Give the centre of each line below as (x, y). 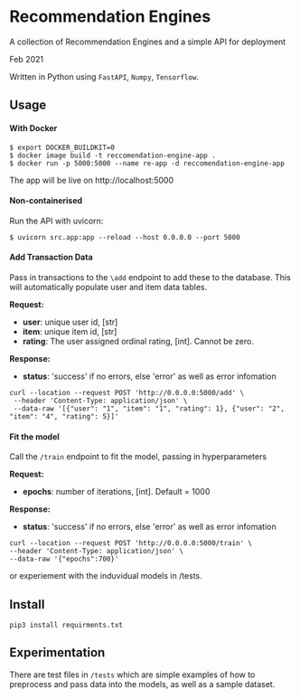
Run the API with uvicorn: (56, 221)
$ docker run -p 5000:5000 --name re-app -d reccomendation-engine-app (147, 163)
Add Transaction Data (51, 257)
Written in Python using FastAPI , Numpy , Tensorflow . (104, 76)
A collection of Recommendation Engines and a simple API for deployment (148, 42)
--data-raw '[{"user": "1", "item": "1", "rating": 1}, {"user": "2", (149, 409)
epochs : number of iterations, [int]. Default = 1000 (116, 492)
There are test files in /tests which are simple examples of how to (132, 674)
